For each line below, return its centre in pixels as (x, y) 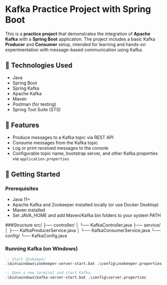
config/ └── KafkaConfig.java (36, 236)
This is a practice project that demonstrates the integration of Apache (78, 34)
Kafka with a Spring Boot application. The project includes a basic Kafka (80, 39)
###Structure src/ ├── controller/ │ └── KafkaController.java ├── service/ (83, 225)
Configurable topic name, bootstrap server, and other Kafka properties (85, 153)
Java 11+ (21, 199)
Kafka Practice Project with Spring (78, 9)
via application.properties (41, 158)
